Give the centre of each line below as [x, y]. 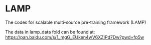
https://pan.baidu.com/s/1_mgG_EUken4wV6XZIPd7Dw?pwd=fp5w [75, 37]
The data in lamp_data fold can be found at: [50, 32]
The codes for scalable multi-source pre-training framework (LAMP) [76, 22]
